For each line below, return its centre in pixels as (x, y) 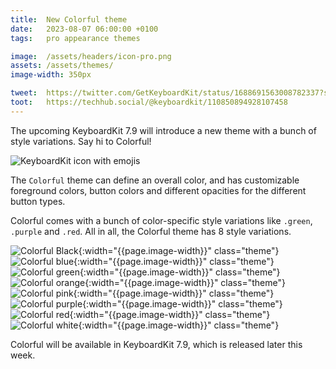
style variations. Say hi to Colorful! (81, 141)
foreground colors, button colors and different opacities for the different (158, 190)
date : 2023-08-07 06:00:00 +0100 (84, 29)
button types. (38, 201)
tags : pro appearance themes (75, 38)
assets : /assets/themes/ (62, 66)
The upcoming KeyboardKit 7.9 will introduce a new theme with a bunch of (163, 130)
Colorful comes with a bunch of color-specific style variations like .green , (161, 220)
